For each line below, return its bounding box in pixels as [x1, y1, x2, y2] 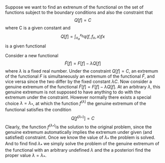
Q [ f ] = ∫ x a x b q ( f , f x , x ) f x [61, 33, 105, 41]
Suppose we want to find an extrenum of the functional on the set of [5, 4, 144, 10]
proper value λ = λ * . [5, 153, 47, 160]
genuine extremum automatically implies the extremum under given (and [5, 129, 153, 135]
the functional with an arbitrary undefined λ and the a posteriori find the [5, 147, 151, 153]
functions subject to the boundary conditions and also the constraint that [5, 9, 153, 15]
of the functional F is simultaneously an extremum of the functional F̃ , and [5, 73, 155, 79]
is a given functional [5, 43, 46, 49]
